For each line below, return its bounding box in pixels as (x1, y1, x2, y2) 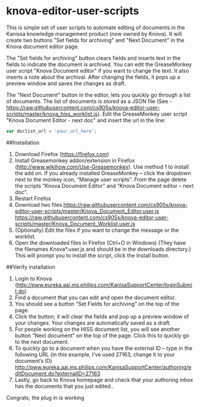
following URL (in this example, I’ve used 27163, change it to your (14, 350, 175, 358)
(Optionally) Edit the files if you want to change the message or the (14, 226, 179, 234)
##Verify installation (6, 263, 55, 271)
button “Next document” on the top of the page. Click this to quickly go (14, 332, 189, 339)
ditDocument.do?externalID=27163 (14, 369, 101, 377)
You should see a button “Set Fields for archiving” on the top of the (14, 300, 180, 307)
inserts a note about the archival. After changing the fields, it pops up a (6, 73, 180, 80)
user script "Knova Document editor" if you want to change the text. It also (6, 67, 189, 74)
